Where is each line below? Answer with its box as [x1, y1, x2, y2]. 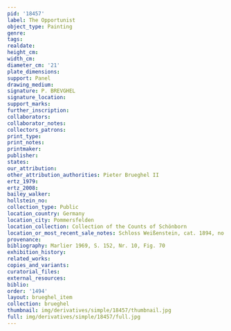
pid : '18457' [7, 10, 45, 17]
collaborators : [7, 113, 51, 120]
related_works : [7, 255, 51, 262]
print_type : [7, 133, 41, 139]
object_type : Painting [7, 23, 73, 30]
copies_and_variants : [7, 262, 70, 269]
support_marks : [7, 101, 51, 108]
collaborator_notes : [7, 119, 67, 127]
